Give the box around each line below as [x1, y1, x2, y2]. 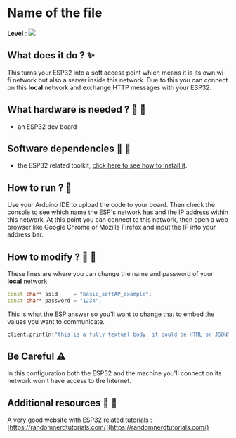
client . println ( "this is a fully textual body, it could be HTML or [7, 331, 212, 338]
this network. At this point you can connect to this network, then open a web [7, 215, 228, 224]
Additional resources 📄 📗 [7, 396, 117, 409]
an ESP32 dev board [17, 122, 77, 131]
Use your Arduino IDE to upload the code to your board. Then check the [7, 201, 216, 209]
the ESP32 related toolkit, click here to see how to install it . [17, 161, 188, 170]
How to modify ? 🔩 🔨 [7, 251, 97, 263]
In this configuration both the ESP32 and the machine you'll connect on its [7, 369, 222, 377]
